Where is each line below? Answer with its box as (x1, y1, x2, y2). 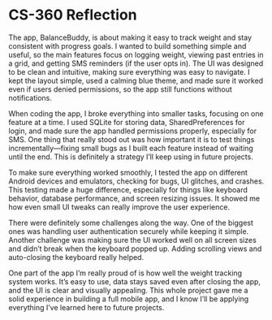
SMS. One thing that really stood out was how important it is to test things (8, 134, 255, 144)
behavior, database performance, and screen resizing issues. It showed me (8, 193, 261, 203)
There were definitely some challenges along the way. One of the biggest (8, 218, 254, 227)
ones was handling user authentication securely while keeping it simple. (8, 226, 249, 236)
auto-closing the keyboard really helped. (8, 252, 145, 262)
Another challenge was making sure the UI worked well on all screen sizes (8, 235, 257, 244)
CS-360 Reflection (8, 6, 137, 24)
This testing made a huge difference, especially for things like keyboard (8, 184, 248, 194)
